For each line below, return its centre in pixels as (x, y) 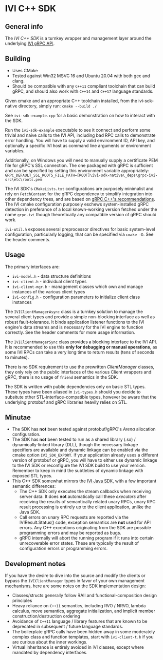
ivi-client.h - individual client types (49, 281)
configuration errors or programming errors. (63, 548)
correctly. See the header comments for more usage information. (70, 332)
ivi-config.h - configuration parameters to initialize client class (76, 297)
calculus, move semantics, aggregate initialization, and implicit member (84, 611)
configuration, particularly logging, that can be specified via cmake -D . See (79, 234)
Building (18, 59)
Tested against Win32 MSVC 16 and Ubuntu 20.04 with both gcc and (81, 76)
